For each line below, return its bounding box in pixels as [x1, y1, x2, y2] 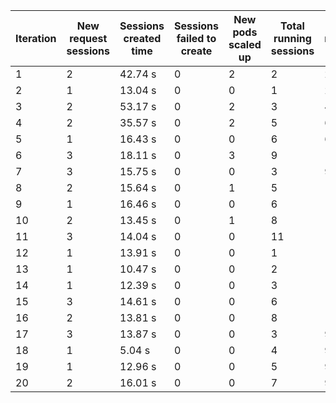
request [69, 32, 108, 45]
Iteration [15, 32, 57, 45]
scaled [228, 38, 262, 51]
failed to [176, 32, 217, 45]
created [123, 32, 162, 45]
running [273, 32, 312, 45]
